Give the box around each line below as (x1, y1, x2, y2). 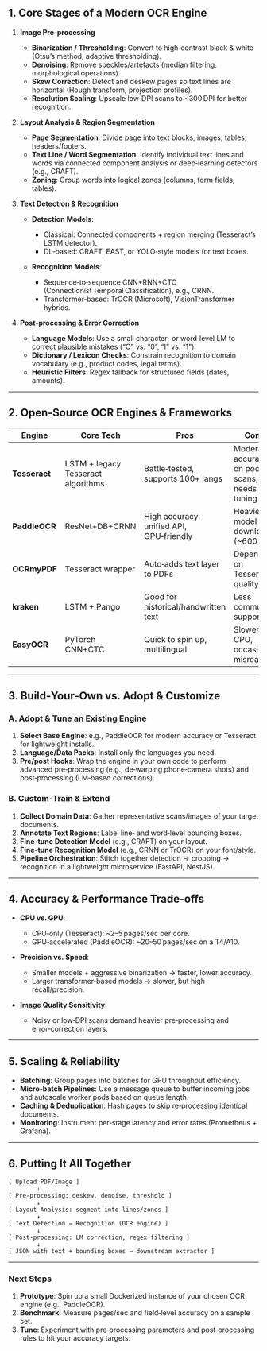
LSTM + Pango (64, 601, 121, 612)
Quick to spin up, (144, 633, 207, 645)
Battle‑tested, (144, 463, 195, 474)
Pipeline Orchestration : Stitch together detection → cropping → (19, 854, 230, 863)
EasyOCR (12, 639, 49, 650)
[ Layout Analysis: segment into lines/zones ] (8, 1206, 169, 1214)
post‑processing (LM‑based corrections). (19, 773, 155, 783)
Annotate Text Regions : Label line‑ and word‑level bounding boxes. (19, 828, 242, 838)
